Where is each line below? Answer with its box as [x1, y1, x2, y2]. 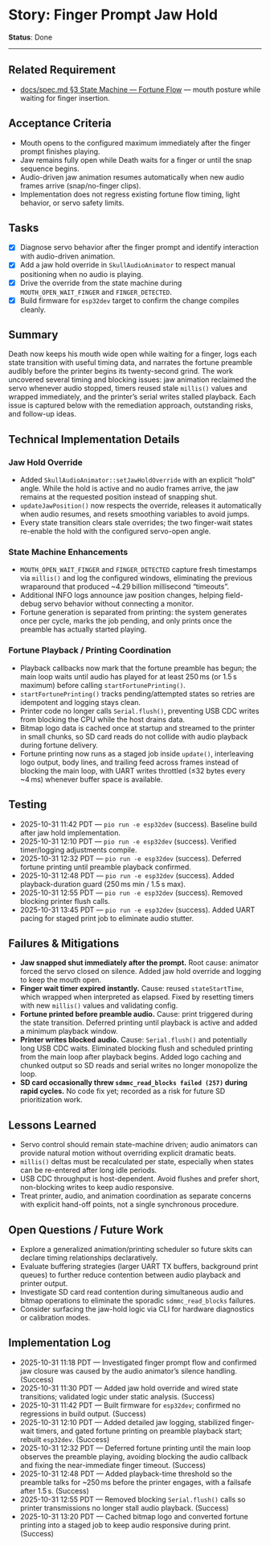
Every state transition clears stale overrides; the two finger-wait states [19, 518, 253, 528]
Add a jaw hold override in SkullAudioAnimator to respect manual [19, 260, 235, 270]
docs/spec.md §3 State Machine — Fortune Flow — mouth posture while [19, 85, 261, 94]
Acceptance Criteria [8, 117, 112, 131]
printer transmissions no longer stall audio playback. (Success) [19, 1502, 229, 1512]
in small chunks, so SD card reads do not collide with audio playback [19, 732, 248, 741]
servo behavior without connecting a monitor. [43, 599, 194, 609]
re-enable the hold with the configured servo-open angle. [19, 526, 211, 537]
